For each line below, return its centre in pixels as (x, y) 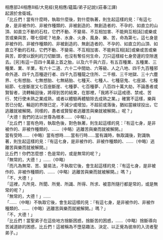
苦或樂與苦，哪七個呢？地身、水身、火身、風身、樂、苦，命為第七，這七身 (79, 38)
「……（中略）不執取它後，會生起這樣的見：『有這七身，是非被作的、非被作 (80, 202)
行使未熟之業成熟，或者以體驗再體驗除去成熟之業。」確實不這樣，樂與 (87, 99)
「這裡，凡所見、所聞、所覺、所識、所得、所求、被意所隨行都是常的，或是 (79, 184)
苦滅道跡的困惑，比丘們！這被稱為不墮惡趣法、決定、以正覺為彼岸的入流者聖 (81, 227)
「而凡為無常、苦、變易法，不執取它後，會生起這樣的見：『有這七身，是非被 (81, 166)
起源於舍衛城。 (20, 13)
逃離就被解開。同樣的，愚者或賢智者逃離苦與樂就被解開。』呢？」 (70, 111)
